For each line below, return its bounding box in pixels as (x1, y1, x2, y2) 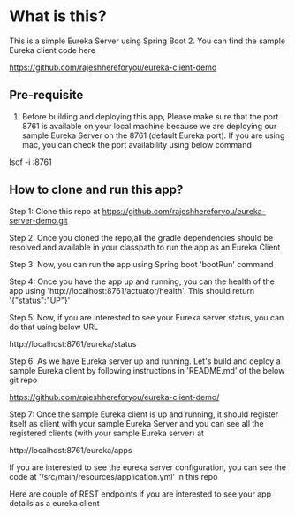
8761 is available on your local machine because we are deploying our (21, 120, 277, 131)
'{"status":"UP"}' (9, 295, 71, 305)
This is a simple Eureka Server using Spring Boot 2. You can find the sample (9, 35, 285, 46)
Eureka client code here (9, 44, 95, 55)
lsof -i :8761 (9, 157, 52, 167)
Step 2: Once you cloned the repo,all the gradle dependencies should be (9, 232, 274, 243)
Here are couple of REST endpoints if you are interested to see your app (9, 489, 272, 499)
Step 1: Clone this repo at (9, 205, 101, 216)
